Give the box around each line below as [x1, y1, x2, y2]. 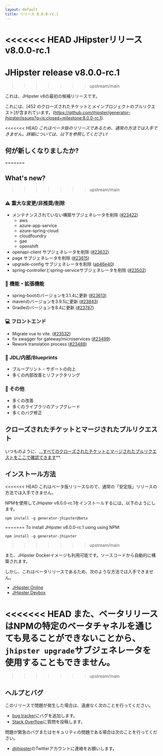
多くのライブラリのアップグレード [12, 404, 81, 409]
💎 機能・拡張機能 [5, 281, 45, 287]
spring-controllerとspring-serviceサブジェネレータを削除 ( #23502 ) [12, 267, 147, 273]
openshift [19, 243, 39, 249]
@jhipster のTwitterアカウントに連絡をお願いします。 [12, 746, 117, 752]
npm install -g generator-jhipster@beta [5, 516, 88, 521]
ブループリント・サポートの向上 [12, 366, 76, 372]
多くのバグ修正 [12, 409, 42, 416]
